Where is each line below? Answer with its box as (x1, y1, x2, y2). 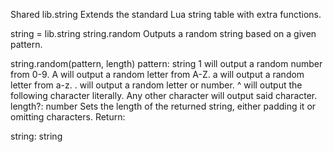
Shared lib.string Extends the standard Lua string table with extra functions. (10, 9, 322, 20)
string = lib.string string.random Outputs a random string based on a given (10, 28, 317, 39)
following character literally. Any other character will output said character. (10, 90, 318, 101)
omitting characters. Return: (10, 111, 126, 123)
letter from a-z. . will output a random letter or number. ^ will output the (10, 79, 303, 91)
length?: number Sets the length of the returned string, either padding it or (10, 100, 317, 112)
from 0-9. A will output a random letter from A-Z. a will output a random (10, 69, 305, 80)
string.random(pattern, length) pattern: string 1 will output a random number (10, 58, 323, 69)
